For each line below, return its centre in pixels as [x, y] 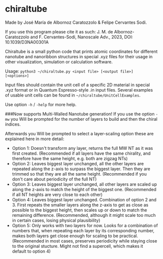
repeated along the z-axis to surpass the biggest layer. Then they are [81, 169]
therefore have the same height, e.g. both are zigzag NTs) [70, 158]
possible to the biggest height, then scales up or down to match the [80, 210]
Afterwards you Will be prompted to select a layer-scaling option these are [79, 133]
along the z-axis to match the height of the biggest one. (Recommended [84, 189]
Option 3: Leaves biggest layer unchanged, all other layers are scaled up [84, 184]
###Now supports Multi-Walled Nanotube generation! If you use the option [80, 114]
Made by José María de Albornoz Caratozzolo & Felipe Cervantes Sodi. [76, 22]
